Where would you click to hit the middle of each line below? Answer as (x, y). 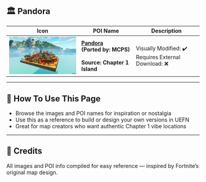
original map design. (32, 172)
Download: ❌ (152, 64)
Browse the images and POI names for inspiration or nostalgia (93, 114)
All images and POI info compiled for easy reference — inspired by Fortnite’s (103, 166)
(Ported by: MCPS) (106, 49)
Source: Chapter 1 (105, 62)
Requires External (158, 57)
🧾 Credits (25, 151)
